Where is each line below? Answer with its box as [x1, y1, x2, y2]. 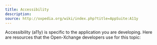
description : [5, 12, 32, 16]
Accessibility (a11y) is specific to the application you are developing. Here [5, 30, 153, 35]
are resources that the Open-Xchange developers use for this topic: [5, 34, 141, 40]
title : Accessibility [5, 7, 49, 12]
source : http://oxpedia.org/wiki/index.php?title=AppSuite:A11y [5, 16, 138, 21]
